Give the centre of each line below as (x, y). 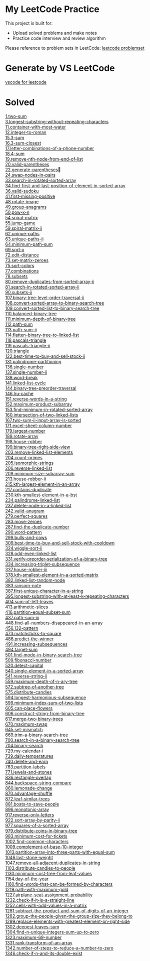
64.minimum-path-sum (29, 244)
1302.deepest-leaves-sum (32, 926)
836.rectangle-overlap (28, 777)
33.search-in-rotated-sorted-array (41, 180)
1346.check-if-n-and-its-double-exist (44, 953)
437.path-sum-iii (22, 617)
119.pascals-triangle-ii (28, 345)
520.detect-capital (24, 665)
